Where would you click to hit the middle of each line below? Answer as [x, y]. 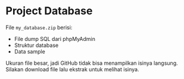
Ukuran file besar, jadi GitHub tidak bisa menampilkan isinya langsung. [92, 63]
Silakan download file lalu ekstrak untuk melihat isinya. [72, 69]
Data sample [29, 51]
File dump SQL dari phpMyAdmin [55, 39]
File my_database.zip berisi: [39, 27]
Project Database [49, 11]
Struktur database [36, 45]
